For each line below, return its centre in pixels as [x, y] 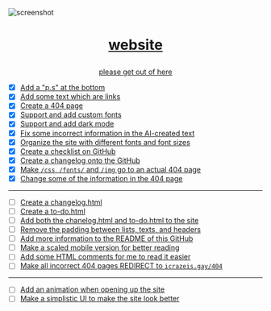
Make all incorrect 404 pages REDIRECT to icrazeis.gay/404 [121, 266]
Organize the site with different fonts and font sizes [105, 142]
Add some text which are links [70, 97]
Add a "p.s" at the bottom [63, 88]
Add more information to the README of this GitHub [106, 238]
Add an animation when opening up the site [92, 289]
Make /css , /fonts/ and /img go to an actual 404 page [110, 169]
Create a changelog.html [61, 202]
